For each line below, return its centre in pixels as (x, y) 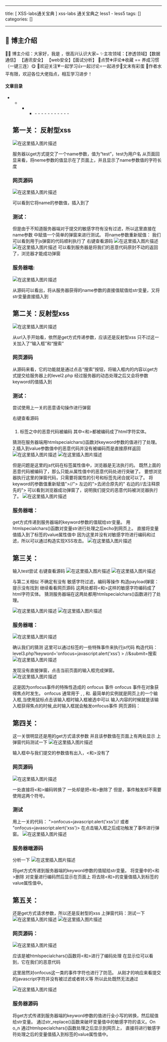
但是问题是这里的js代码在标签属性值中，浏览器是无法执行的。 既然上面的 (86, 465)
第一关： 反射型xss (42, 130)
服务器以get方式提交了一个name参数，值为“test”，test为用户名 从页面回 (86, 154)
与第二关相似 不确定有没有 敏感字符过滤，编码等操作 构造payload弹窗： (85, 582)
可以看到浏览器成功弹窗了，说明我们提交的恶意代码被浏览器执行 (92, 490)
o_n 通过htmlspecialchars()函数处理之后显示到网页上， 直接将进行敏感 (84, 1028)
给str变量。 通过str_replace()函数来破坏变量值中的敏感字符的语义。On (84, 1022)
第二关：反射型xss (41, 314)
